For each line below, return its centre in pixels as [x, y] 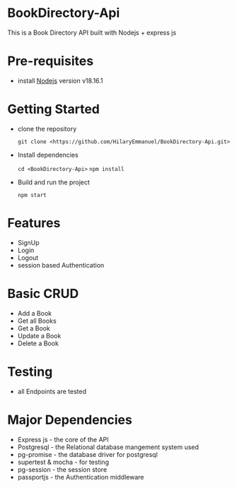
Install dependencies [48, 155]
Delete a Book [38, 343]
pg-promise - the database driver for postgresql [87, 454]
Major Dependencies [70, 420]
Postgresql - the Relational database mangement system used [108, 447]
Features [34, 223]
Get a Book [34, 328]
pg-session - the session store [62, 469]
